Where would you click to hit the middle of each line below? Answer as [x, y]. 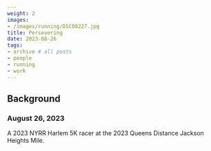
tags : [15, 45]
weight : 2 [21, 13]
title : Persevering [35, 33]
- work [16, 71]
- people [20, 58]
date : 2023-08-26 [32, 39]
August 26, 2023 [36, 118]
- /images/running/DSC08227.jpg [53, 26]
